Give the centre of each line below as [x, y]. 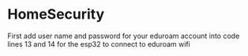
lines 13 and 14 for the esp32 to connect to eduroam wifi [99, 44]
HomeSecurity [56, 14]
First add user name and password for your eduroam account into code [124, 36]
